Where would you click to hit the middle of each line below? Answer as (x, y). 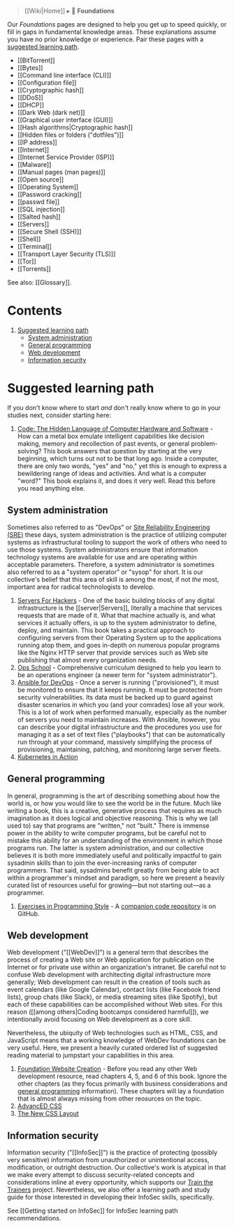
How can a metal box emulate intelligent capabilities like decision (111, 436)
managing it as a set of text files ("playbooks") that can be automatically (121, 734)
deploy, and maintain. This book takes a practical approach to (106, 630)
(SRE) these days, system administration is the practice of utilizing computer (117, 534)
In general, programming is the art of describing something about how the (114, 796)
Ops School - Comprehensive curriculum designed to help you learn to (119, 667)
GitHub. (28, 913)
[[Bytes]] (30, 68)
